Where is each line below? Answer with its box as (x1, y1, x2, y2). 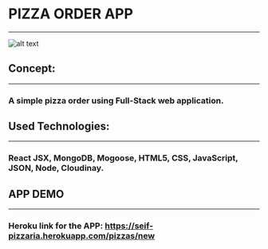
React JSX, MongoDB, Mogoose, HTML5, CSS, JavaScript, (8, 152, 238, 164)
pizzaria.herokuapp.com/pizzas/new (8, 231, 156, 242)
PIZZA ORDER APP (8, 5, 134, 23)
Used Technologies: (8, 120, 110, 133)
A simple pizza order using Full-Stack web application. (8, 95, 224, 106)
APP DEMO (8, 187, 65, 200)
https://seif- (104, 220, 154, 231)
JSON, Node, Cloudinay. (8, 163, 104, 174)
